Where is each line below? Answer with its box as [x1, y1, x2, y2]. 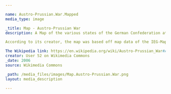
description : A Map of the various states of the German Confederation [5, 30, 160, 35]
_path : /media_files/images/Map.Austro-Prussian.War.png [5, 72, 129, 77]
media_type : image [5, 16, 44, 22]
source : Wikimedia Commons [5, 63, 63, 68]
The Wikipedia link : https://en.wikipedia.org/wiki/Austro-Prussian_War [5, 49, 163, 54]
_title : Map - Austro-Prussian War [5, 26, 81, 31]
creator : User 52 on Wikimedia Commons [5, 54, 90, 59]
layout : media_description [5, 76, 63, 81]
